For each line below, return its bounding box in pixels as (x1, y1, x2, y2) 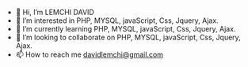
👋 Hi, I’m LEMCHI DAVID (15, 8, 95, 17)
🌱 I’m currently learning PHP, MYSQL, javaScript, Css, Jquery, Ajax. (15, 24, 236, 33)
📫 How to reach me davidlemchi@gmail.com (15, 50, 164, 59)
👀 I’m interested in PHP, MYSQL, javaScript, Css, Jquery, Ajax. (15, 16, 219, 25)
